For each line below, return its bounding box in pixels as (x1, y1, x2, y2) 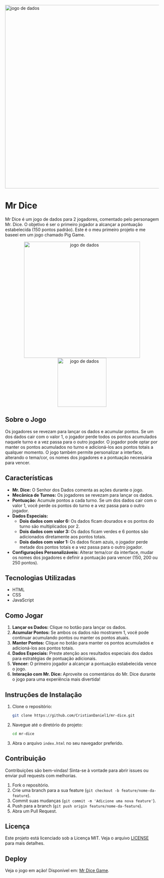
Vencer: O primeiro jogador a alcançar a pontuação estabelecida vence (12, 661, 157, 667)
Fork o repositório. (12, 782, 50, 788)
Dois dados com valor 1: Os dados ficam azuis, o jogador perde (19, 539, 148, 545)
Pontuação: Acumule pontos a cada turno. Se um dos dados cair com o (12, 497, 157, 503)
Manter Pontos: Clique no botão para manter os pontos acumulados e (12, 640, 154, 646)
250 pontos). (12, 559, 39, 565)
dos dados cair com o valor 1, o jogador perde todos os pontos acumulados (5, 434, 157, 439)
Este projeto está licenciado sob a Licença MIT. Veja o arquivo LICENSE (5, 835, 149, 841)
